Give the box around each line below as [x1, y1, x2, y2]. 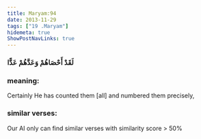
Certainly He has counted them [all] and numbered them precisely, [7, 91, 195, 99]
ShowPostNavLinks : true [7, 35, 75, 42]
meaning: [7, 76, 40, 85]
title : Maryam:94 [7, 10, 57, 17]
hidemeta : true [7, 29, 51, 36]
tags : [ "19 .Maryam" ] [7, 22, 69, 29]
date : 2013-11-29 [7, 16, 57, 23]
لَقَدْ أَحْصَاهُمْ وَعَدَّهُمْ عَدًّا [7, 58, 74, 67]
